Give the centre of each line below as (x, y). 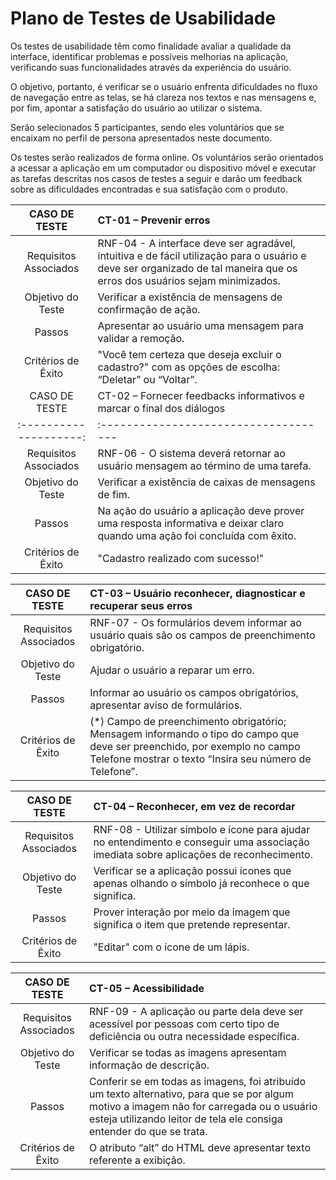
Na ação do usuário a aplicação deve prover (201, 510)
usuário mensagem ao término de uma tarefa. (204, 465)
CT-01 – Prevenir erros (154, 220)
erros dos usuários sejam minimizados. (189, 280)
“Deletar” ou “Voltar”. (147, 379)
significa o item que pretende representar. (192, 924)
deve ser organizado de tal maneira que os (197, 268)
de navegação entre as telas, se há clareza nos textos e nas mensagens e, (163, 97)
